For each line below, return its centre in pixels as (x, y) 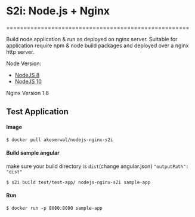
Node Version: (24, 63)
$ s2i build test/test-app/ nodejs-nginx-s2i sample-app (78, 182)
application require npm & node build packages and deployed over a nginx (97, 45)
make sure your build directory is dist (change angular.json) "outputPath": (97, 166)
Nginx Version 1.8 (28, 93)
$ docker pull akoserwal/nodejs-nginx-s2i (60, 140)
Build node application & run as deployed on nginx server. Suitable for (92, 39)
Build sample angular (33, 153)
